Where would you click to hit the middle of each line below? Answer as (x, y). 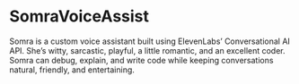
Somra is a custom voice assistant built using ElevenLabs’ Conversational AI (149, 41)
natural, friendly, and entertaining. (72, 70)
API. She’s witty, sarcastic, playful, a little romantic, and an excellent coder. (147, 50)
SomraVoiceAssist (79, 17)
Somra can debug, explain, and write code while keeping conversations (141, 60)
